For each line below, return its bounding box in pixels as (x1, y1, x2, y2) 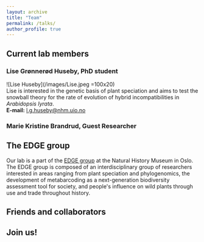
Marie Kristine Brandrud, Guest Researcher (6, 121, 137, 130)
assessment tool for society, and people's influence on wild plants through (6, 182, 194, 190)
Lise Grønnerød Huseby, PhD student (6, 66, 119, 75)
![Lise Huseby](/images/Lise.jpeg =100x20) (6, 80, 115, 88)
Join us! (6, 227, 38, 238)
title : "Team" (6, 15, 43, 21)
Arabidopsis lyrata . (6, 100, 54, 107)
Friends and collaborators (6, 207, 107, 217)
